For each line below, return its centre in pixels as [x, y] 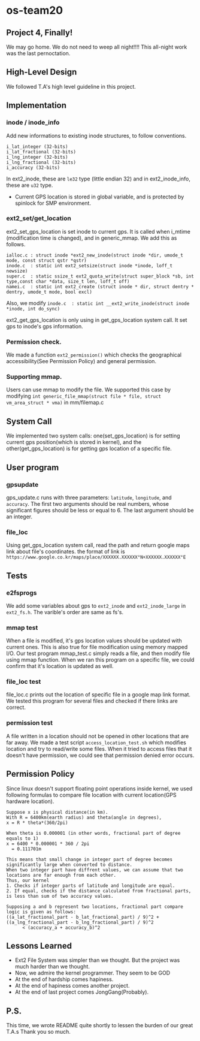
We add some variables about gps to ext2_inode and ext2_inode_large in [96, 605]
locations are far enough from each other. [61, 875]
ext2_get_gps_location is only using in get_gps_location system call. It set [97, 320]
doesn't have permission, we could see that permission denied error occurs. [100, 755]
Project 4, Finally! [40, 33]
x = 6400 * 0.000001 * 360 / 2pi [48, 844]
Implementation [37, 105]
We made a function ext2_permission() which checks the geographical [94, 355]
